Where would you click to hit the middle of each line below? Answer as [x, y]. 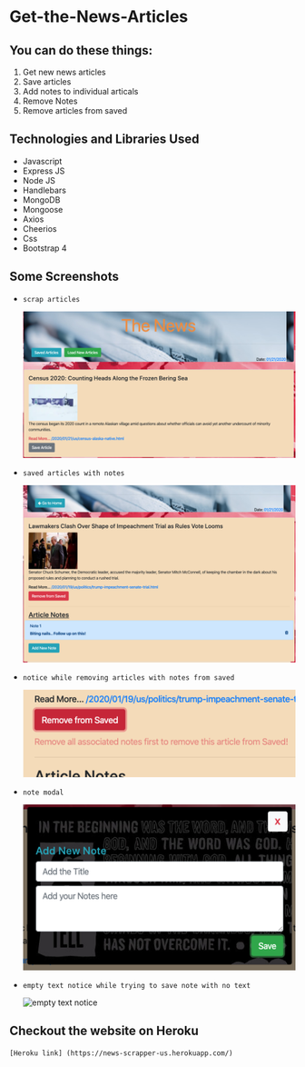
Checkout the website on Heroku [104, 1031]
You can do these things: [81, 50]
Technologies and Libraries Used [104, 140]
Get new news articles [64, 72]
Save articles [47, 82]
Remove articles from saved [75, 110]
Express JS [44, 171]
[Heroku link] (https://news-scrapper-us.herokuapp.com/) [121, 1053]
